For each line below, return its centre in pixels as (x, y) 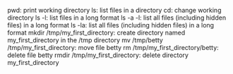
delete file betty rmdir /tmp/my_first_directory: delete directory (98, 55)
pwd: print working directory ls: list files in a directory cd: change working (114, 10)
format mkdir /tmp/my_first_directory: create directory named (96, 32)
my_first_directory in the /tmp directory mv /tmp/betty (85, 40)
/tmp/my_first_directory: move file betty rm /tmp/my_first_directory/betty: (113, 48)
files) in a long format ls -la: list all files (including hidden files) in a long (110, 25)
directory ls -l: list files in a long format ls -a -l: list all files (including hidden (117, 18)
